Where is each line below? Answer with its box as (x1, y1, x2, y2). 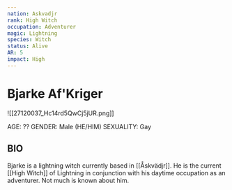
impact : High (7, 56, 45, 63)
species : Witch (7, 36, 52, 43)
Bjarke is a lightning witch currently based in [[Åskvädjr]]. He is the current (7, 161, 222, 170)
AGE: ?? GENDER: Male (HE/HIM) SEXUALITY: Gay (7, 122, 152, 131)
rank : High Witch (7, 17, 58, 24)
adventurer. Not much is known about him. (7, 176, 130, 184)
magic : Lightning (7, 29, 58, 37)
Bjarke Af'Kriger (7, 85, 103, 101)
